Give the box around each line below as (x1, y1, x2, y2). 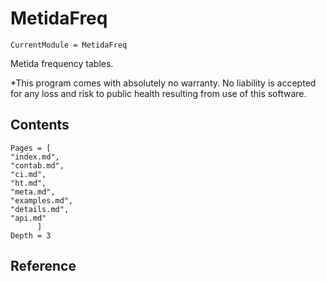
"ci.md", (10, 169, 47, 179)
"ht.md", (10, 178, 47, 188)
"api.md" (10, 213, 47, 223)
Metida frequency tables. (10, 57, 114, 69)
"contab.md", (10, 160, 65, 171)
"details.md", (10, 204, 70, 214)
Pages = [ (10, 143, 52, 153)
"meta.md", (10, 187, 56, 197)
